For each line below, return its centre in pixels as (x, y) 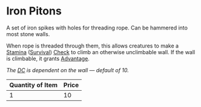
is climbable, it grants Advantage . (48, 58)
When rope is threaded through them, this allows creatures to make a (93, 46)
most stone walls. (28, 34)
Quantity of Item (34, 85)
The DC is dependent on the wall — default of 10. (68, 70)
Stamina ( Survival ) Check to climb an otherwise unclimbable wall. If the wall (101, 52)
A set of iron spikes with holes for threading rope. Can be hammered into (97, 28)
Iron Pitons (34, 11)
